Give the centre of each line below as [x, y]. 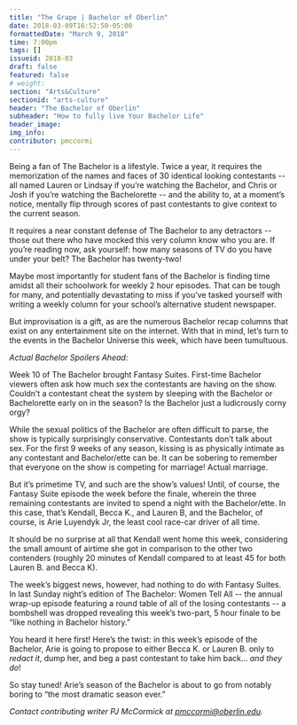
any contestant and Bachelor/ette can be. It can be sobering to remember [143, 457]
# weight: [27, 83]
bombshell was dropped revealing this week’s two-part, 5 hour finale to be [145, 612]
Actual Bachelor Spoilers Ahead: [69, 357]
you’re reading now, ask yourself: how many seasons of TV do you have [141, 249]
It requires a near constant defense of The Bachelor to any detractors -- [141, 230]
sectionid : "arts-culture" [59, 100]
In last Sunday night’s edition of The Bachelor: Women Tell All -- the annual [146, 594]
